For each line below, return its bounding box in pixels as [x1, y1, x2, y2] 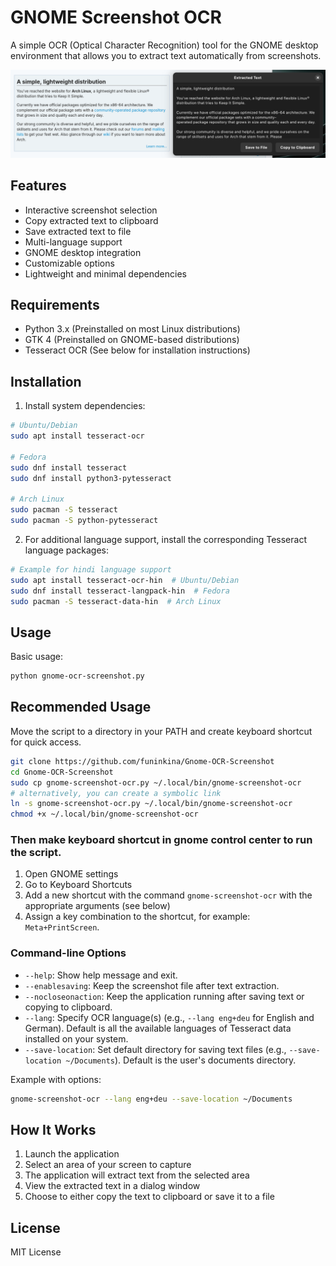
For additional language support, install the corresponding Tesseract [24, 533, 307, 545]
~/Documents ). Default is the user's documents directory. [65, 1054, 297, 1066]
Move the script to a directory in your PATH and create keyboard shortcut [10, 725, 313, 737]
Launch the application [24, 1148, 120, 1160]
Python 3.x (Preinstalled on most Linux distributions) [24, 323, 241, 335]
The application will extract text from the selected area [24, 1169, 250, 1181]
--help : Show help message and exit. [24, 969, 178, 981]
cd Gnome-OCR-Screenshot [10, 767, 114, 777]
